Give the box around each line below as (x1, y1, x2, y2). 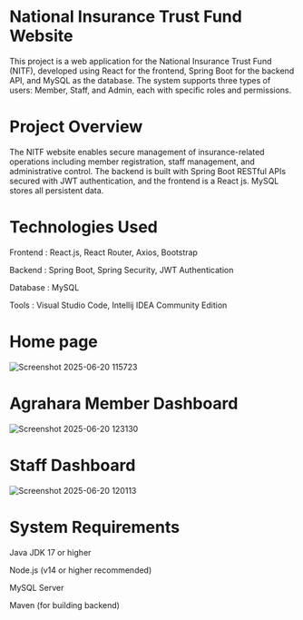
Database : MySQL (9, 281, 80, 292)
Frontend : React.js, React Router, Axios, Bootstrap (9, 247, 198, 258)
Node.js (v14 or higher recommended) (9, 565, 152, 576)
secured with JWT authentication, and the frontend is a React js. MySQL (9, 175, 279, 186)
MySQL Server (9, 582, 64, 593)
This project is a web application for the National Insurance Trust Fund (9, 55, 272, 66)
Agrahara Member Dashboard (9, 393, 239, 414)
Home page (9, 331, 98, 351)
